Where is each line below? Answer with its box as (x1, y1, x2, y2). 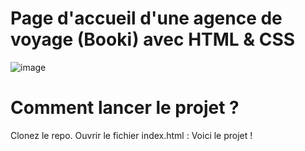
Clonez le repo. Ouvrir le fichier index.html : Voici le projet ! (10, 129, 253, 141)
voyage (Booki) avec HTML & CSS (10, 28, 296, 51)
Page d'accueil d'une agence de (10, 7, 283, 30)
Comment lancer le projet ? (10, 97, 240, 119)
